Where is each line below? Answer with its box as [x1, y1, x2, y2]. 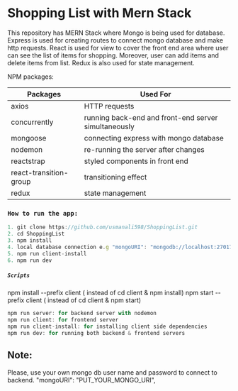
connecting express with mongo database [84, 133, 225, 143]
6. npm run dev [7, 257, 52, 264]
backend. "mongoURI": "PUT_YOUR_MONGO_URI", [7, 375, 156, 384]
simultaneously [84, 121, 135, 131]
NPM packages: [7, 72, 55, 81]
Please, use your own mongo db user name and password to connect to [7, 368, 217, 377]
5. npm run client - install [7, 250, 87, 257]
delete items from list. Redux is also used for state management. [7, 58, 195, 67]
